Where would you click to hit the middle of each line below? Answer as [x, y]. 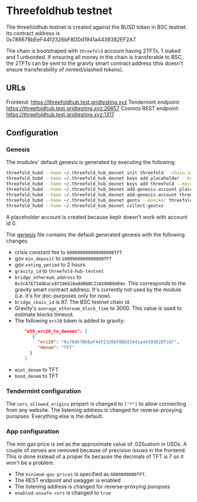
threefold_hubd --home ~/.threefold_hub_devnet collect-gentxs [85, 206]
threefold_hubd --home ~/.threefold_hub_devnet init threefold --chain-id [99, 173]
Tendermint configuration [43, 391]
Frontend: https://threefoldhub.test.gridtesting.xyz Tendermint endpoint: [93, 102]
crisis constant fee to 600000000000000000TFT [68, 252]
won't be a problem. [30, 463]
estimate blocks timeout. [44, 314]
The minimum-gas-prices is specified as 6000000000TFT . [80, 474]
